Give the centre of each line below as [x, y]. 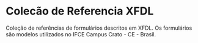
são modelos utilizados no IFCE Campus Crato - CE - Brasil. [81, 34]
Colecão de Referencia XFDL [80, 11]
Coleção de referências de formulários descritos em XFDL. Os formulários [99, 28]
